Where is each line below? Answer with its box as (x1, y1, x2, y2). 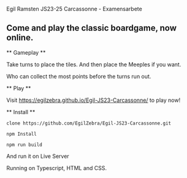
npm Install (6, 131, 37, 137)
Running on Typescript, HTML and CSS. (6, 164, 107, 171)
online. (6, 33, 34, 43)
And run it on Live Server (6, 152, 69, 160)
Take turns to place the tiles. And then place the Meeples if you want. (6, 61, 181, 68)
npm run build (6, 141, 43, 148)
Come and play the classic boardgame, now (6, 23, 177, 33)
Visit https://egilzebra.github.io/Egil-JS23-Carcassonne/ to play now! (6, 96, 181, 104)
